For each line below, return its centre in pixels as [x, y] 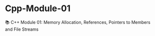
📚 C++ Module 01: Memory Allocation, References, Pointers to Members [78, 22]
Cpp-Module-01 [38, 9]
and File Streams [22, 29]
